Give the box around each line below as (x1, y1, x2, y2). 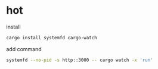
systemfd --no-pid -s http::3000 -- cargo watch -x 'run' (6, 57, 153, 63)
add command (6, 45, 42, 52)
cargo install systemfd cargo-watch (6, 34, 97, 40)
